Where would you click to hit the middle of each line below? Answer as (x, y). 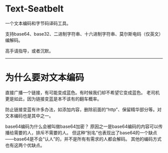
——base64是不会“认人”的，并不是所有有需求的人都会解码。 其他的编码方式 (83, 139)
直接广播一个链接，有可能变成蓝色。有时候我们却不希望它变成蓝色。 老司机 (82, 92)
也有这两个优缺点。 (25, 145)
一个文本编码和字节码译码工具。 (38, 23)
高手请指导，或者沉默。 (29, 51)
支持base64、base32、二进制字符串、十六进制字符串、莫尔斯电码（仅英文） (83, 34)
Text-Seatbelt (34, 9)
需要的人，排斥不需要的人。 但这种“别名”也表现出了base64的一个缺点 (85, 132)
